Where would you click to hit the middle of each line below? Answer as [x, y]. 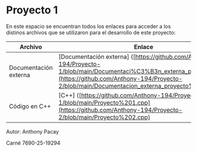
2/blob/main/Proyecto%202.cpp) [104, 117]
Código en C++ [30, 106]
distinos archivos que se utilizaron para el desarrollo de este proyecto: [91, 32]
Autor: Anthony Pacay [33, 131]
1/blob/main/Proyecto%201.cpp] [104, 103]
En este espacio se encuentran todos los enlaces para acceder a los [89, 26]
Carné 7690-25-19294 [33, 143]
